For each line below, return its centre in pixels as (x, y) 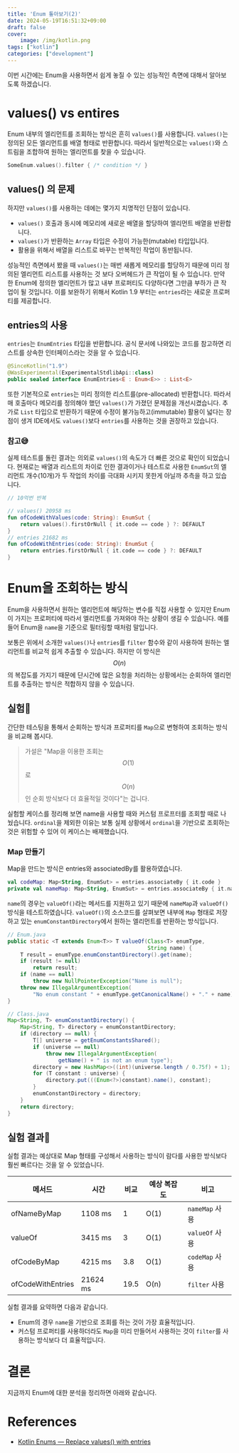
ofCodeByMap (35, 1262)
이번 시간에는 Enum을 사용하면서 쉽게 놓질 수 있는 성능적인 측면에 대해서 (108, 75)
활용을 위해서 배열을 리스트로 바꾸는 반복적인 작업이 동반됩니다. (105, 250)
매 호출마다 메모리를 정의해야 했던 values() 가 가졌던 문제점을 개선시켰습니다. (114, 403)
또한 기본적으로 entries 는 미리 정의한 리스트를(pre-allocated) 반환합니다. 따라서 (119, 394)
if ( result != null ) (51, 961)
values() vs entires (64, 113)
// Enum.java (27, 935)
